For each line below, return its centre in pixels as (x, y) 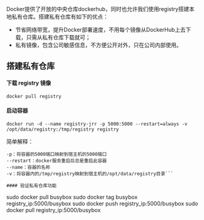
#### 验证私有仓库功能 (32, 186)
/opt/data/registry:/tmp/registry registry (63, 129)
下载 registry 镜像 (29, 83)
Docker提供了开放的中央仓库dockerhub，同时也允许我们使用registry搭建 (98, 9)
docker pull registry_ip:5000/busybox (54, 210)
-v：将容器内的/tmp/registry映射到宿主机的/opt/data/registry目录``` (90, 173)
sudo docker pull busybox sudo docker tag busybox (72, 197)
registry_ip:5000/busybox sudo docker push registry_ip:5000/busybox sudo (102, 203)
